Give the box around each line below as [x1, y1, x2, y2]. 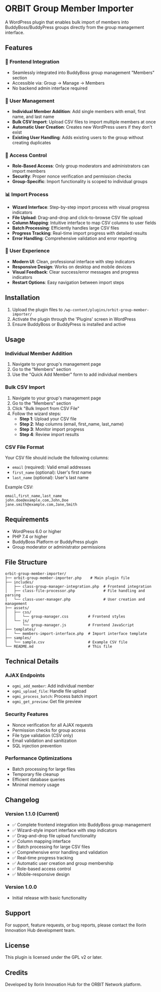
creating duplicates [12, 139, 51, 145]
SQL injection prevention [12, 742, 62, 749]
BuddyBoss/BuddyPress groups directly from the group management [5, 24, 144, 30]
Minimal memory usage [12, 782, 60, 787]
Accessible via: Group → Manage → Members [12, 80, 105, 86]
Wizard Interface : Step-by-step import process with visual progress [12, 204, 150, 210]
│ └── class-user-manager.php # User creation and [5, 597, 145, 602]
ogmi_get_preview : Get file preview [12, 698, 81, 705]
